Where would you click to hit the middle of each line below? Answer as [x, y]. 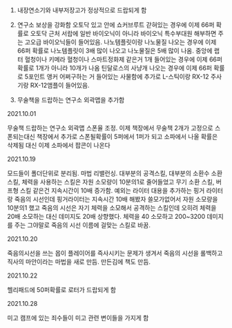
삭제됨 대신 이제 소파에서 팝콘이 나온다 [59, 145]
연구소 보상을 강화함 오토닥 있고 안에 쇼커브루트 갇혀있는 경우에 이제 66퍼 [116, 25]
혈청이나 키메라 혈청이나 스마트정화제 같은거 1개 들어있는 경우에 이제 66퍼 [124, 59]
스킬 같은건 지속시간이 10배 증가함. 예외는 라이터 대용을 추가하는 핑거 [112, 191]
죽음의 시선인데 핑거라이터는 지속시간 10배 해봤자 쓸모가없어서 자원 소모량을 [116, 199]
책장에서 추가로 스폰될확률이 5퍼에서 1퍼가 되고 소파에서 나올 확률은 [127, 136]
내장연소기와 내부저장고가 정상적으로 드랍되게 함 [82, 10]
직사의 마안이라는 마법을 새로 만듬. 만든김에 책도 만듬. [79, 262]
